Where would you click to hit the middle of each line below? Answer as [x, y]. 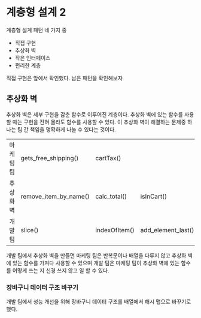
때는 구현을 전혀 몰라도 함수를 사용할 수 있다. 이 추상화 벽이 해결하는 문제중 [99, 122]
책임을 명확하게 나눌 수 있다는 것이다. [73, 129]
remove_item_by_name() [55, 196]
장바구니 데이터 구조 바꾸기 [42, 287]
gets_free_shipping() [50, 158]
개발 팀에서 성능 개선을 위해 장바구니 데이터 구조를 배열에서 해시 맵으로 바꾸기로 [99, 302]
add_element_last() [167, 230]
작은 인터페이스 [33, 58]
